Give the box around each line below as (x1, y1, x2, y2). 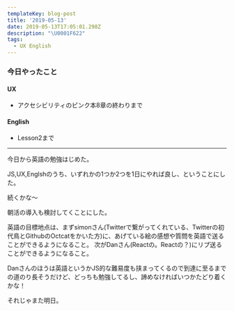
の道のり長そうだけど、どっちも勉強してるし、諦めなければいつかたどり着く (7, 273, 226, 281)
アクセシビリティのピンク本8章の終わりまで (17, 101, 143, 109)
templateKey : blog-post (7, 10, 77, 17)
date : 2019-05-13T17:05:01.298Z (7, 23, 101, 30)
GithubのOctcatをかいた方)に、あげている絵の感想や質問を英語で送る (25, 232, 224, 241)
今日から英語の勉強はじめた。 (7, 155, 93, 164)
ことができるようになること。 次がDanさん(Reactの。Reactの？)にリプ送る (7, 241, 223, 249)
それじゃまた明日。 (7, 296, 63, 305)
